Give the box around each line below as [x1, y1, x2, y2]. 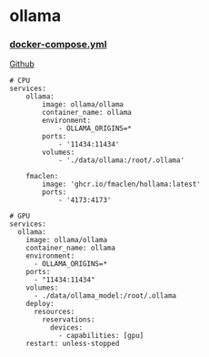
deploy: [25, 300, 55, 309]
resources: [33, 307, 75, 317]
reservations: [42, 315, 95, 324]
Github [9, 58, 35, 69]
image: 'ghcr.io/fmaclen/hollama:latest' [42, 179, 202, 189]
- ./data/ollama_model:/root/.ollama [33, 291, 177, 301]
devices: [49, 323, 84, 332]
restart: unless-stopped [25, 339, 120, 349]
